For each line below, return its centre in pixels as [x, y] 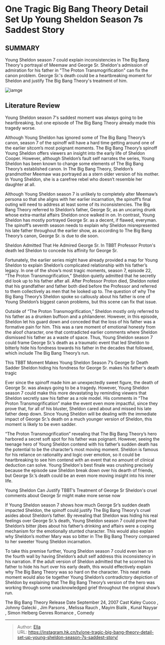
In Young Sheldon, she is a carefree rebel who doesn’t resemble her [74, 179]
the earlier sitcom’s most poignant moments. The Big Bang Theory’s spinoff [81, 148]
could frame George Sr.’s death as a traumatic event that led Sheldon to [77, 342]
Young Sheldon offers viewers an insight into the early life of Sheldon [75, 153]
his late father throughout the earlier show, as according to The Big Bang [79, 230]
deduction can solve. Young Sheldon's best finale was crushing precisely [79, 465]
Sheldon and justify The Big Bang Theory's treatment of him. [66, 81]
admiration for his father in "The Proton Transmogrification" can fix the [77, 70]
